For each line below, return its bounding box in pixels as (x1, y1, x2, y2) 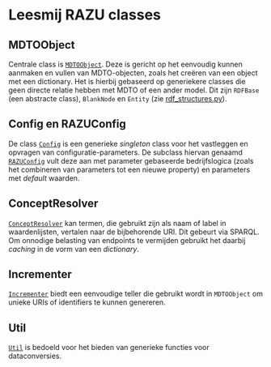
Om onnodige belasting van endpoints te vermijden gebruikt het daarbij (8, 235, 246, 245)
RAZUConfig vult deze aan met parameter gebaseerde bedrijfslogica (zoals (8, 156, 254, 165)
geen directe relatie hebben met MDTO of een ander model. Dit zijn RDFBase (8, 85, 260, 95)
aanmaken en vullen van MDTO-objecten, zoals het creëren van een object (8, 68, 258, 78)
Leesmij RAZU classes (8, 6, 162, 24)
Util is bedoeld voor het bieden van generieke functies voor (8, 343, 210, 352)
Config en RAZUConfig (8, 117, 127, 131)
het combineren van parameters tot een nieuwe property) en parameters (8, 164, 251, 174)
